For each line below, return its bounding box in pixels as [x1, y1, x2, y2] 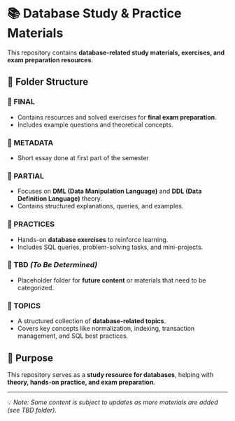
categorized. [17, 283, 55, 292]
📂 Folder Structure [7, 76, 89, 88]
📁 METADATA [7, 138, 54, 148]
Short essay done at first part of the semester [17, 153, 149, 162]
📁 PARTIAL [7, 171, 44, 180]
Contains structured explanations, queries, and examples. [17, 202, 184, 210]
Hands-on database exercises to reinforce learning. [17, 235, 169, 243]
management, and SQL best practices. [17, 331, 129, 340]
